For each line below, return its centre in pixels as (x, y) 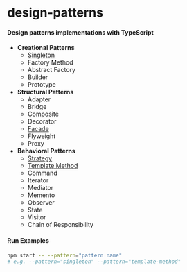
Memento (41, 195)
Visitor (37, 217)
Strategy (40, 158)
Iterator (38, 180)
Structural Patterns (45, 92)
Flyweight (42, 136)
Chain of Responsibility (60, 225)
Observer (41, 203)
